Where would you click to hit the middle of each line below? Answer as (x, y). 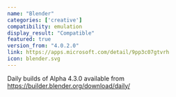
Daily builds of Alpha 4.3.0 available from (66, 78)
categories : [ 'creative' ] (45, 20)
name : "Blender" (31, 14)
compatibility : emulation (45, 26)
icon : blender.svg (34, 59)
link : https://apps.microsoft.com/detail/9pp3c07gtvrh (88, 53)
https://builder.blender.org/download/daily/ (69, 86)
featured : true (29, 39)
